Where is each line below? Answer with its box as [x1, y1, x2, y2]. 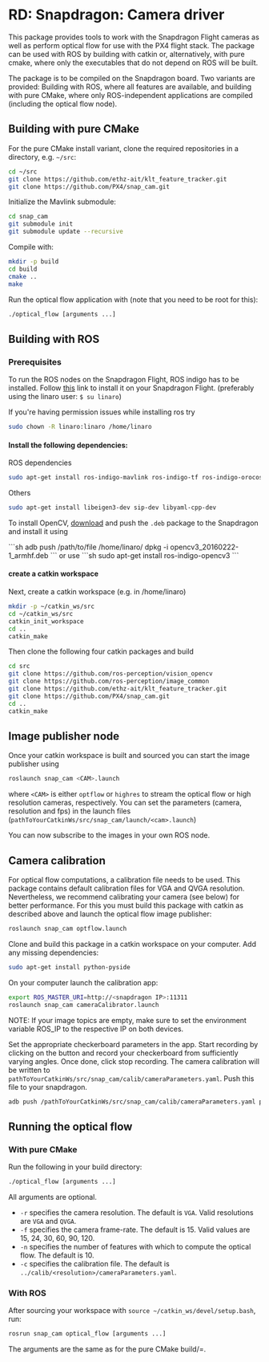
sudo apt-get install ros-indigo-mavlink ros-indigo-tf [8, 474, 199, 482]
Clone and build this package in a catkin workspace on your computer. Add [8, 939, 256, 948]
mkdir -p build [8, 258, 59, 266]
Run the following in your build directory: [8, 1162, 143, 1172]
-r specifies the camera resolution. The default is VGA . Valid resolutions [19, 1208, 254, 1217]
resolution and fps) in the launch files [8, 806, 131, 816]
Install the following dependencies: [8, 440, 128, 450]
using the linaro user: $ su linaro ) [8, 392, 122, 402]
